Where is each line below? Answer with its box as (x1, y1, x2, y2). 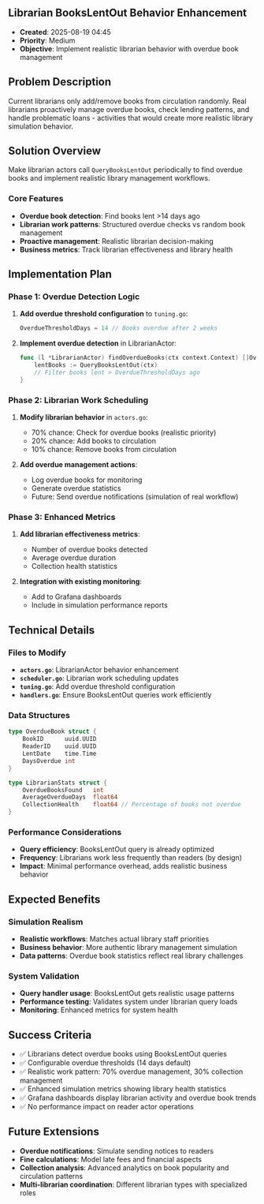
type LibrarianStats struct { (8, 779, 108, 787)
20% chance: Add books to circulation (31, 436, 156, 446)
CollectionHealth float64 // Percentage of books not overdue (22, 801, 242, 809)
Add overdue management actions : (19, 460, 138, 469)
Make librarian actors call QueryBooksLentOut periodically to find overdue (8, 165, 243, 174)
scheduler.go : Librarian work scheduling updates (19, 674, 179, 683)
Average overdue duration (31, 553, 117, 563)
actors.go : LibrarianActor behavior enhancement (19, 665, 179, 675)
